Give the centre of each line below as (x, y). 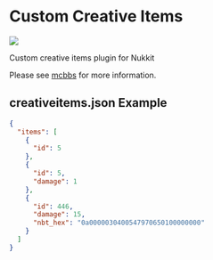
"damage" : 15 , (59, 215)
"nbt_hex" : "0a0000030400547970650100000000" (119, 223)
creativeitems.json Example (88, 103)
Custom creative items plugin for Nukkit (82, 57)
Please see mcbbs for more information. (83, 75)
